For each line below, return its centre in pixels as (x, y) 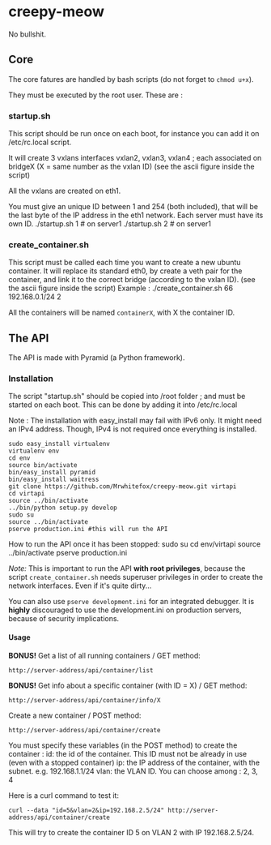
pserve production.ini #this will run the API (88, 530)
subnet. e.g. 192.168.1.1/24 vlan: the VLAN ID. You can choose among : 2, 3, (133, 771)
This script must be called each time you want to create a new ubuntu (125, 263)
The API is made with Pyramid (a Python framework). (97, 358)
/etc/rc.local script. (40, 142)
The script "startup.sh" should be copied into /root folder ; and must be (127, 397)
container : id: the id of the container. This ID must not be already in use (128, 753)
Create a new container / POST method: (75, 715)
